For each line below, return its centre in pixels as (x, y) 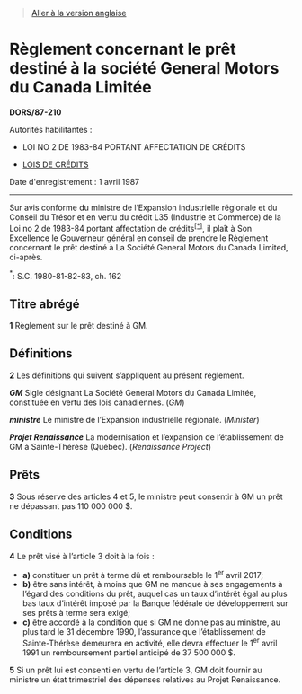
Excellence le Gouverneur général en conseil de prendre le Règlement (139, 238)
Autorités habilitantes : (51, 129)
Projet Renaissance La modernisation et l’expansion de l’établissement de (147, 437)
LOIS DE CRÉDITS (55, 164)
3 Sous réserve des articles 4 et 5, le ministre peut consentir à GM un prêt (146, 496)
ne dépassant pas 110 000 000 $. (71, 505)
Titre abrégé (44, 304)
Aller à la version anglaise (79, 13)
